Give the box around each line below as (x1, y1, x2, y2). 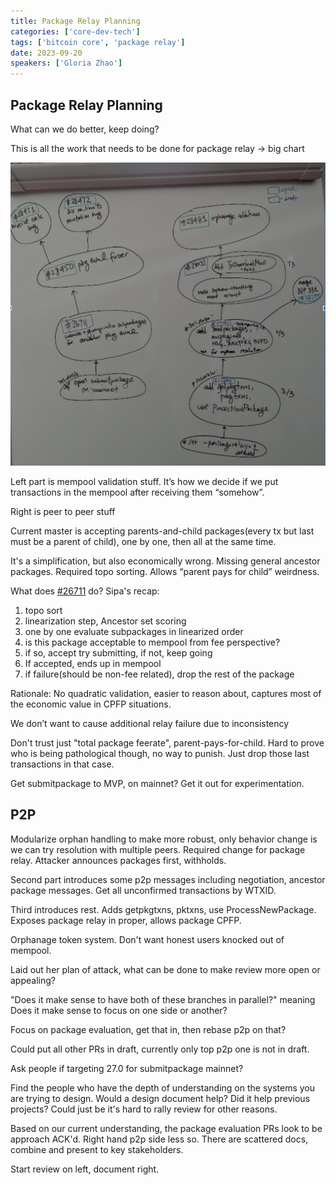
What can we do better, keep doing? (10, 123, 160, 135)
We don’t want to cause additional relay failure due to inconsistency (10, 717, 290, 729)
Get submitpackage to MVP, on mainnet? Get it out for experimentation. (10, 777, 305, 789)
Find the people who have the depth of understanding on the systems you (10, 1081, 316, 1094)
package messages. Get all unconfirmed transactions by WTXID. (10, 884, 277, 896)
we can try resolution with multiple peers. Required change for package (10, 843, 306, 855)
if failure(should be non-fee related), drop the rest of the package (24, 668, 295, 680)
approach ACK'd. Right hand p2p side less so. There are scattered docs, (10, 1133, 309, 1145)
